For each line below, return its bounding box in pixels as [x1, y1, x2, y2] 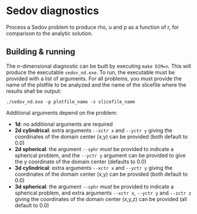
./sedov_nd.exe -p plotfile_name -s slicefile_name [6, 99, 135, 105]
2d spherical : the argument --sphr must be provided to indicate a [14, 145, 174, 152]
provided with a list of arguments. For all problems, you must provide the [6, 75, 182, 82]
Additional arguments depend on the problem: [6, 109, 118, 116]
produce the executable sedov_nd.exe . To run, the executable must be [6, 69, 175, 76]
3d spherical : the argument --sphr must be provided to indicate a [14, 183, 174, 190]
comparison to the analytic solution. [6, 29, 93, 36]
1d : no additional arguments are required [14, 121, 113, 128]
